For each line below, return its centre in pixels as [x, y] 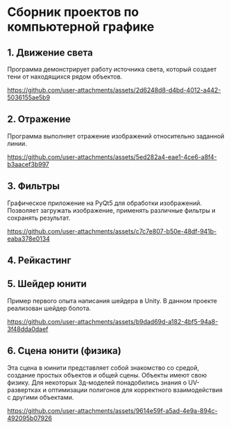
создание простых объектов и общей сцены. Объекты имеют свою [107, 375]
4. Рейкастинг [39, 260]
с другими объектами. [41, 397]
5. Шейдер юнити [47, 284]
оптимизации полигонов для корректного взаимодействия [136, 389]
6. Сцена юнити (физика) [64, 351]
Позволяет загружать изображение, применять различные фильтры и [112, 210]
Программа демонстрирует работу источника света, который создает [112, 69]
